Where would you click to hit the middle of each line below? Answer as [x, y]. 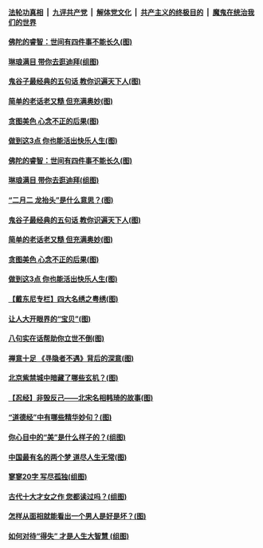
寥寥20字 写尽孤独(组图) [48, 477]
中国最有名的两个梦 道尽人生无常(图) [68, 457]
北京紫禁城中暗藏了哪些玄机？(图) [63, 378]
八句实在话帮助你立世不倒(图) [57, 339]
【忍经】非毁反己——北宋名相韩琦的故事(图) [81, 397]
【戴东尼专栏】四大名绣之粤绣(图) [63, 299]
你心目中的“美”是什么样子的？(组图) [67, 437]
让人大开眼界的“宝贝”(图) [50, 319]
